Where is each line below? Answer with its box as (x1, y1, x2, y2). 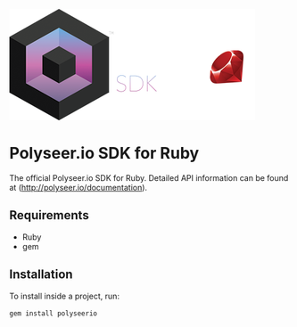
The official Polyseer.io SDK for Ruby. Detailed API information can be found (9, 172, 289, 183)
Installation (9, 267, 73, 282)
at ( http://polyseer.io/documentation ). (9, 182, 148, 192)
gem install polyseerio (9, 308, 98, 318)
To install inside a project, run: (9, 290, 120, 301)
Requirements (9, 208, 89, 223)
